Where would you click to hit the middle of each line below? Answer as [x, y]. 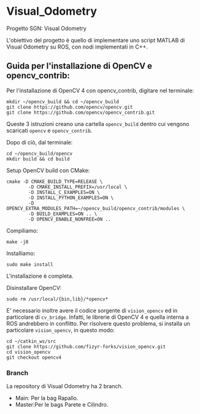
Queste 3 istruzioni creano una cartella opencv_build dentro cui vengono [98, 123]
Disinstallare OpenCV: [34, 287]
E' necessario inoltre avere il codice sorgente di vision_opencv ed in [92, 310]
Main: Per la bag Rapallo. [47, 398]
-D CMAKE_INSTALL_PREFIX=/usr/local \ [78, 187]
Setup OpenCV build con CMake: [48, 170]
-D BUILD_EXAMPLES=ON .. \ [63, 214]
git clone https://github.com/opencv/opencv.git [70, 107]
